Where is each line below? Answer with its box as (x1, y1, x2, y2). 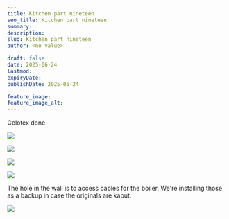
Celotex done (7, 119, 46, 127)
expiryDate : (7, 74, 42, 81)
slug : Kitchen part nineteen (7, 36, 92, 43)
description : (7, 29, 45, 37)
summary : (7, 23, 33, 30)
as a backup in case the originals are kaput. (7, 191, 132, 200)
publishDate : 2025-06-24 (7, 80, 79, 87)
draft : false (7, 55, 45, 62)
